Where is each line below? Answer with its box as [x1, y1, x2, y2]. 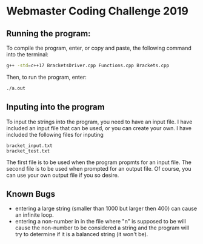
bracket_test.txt [6, 148, 50, 154]
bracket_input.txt [6, 142, 53, 149]
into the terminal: [6, 51, 48, 58]
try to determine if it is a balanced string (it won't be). [15, 231, 148, 238]
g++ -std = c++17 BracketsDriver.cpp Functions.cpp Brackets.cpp [6, 62, 170, 68]
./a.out [6, 85, 26, 91]
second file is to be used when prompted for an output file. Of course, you [6, 165, 192, 172]
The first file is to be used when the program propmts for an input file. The [6, 159, 192, 166]
